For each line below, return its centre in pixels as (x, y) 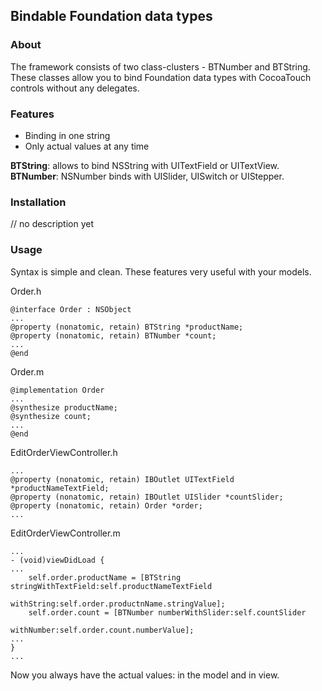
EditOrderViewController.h (64, 452)
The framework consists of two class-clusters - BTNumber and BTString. (160, 66)
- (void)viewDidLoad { (57, 560)
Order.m (27, 371)
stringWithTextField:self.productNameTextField (111, 586)
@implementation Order (57, 390)
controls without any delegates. (75, 88)
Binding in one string (67, 135)
